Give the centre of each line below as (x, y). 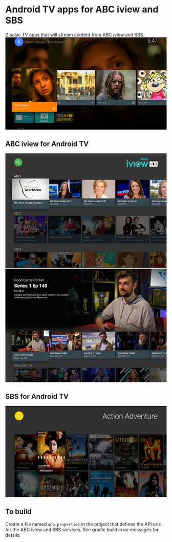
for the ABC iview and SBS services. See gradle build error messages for (82, 529)
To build (18, 512)
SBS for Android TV (37, 396)
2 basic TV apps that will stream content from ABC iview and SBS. (75, 34)
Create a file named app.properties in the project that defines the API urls (83, 524)
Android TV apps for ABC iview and (82, 10)
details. (13, 535)
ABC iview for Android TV (47, 144)
